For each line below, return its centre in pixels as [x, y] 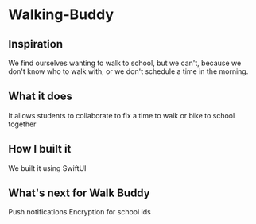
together [22, 124]
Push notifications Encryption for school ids [80, 212]
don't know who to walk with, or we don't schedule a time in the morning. [128, 71]
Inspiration [36, 44]
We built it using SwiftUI [47, 168]
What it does [41, 97]
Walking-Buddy [61, 15]
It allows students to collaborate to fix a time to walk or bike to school [122, 115]
